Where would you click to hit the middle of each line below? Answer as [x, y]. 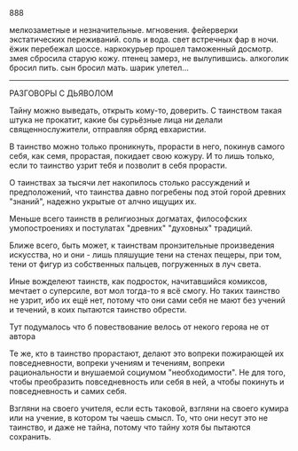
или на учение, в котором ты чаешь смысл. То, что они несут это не [139, 418]
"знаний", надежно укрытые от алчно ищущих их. [103, 202]
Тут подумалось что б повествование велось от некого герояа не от [139, 327]
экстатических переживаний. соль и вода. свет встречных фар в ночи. [144, 40]
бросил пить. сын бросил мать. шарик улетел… [99, 67]
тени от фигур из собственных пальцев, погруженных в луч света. [135, 264]
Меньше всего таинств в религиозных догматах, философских [128, 218]
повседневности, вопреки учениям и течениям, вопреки [117, 363]
